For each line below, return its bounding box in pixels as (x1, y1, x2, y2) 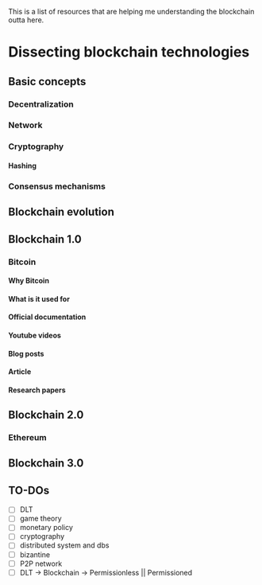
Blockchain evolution (8, 205, 115, 219)
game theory (19, 513, 62, 524)
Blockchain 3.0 (8, 457, 84, 470)
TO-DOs (8, 483, 50, 497)
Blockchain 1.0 (8, 232, 82, 246)
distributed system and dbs (19, 540, 110, 550)
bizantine (19, 549, 51, 560)
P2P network (19, 559, 63, 568)
